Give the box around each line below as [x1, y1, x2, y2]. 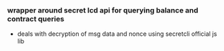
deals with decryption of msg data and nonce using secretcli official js [17, 30, 218, 38]
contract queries [7, 14, 64, 23]
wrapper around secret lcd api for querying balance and [7, 6, 198, 15]
